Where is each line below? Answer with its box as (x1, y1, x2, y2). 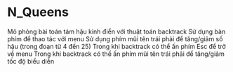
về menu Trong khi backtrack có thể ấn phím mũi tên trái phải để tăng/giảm (7, 50, 225, 58)
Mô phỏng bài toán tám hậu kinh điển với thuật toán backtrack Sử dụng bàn (7, 27, 226, 36)
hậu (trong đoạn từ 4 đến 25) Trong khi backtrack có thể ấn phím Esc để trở (7, 42, 226, 50)
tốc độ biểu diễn (7, 57, 55, 65)
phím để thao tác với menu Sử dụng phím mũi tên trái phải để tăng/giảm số (7, 34, 223, 43)
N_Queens (7, 4, 69, 20)
